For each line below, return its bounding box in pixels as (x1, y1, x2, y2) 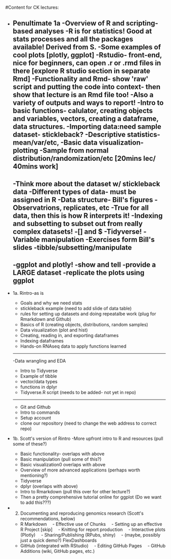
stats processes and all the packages (12, 35, 133, 44)
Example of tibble (20, 373, 58, 379)
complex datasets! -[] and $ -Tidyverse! (12, 227, 142, 236)
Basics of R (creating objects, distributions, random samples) (20, 321, 149, 327)
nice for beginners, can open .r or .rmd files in (12, 59, 161, 68)
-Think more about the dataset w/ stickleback (12, 179, 160, 188)
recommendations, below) (20, 515, 75, 521)
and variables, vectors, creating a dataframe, (12, 115, 159, 123)
